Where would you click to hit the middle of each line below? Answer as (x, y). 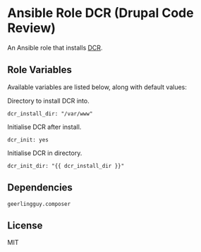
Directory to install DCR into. (48, 101)
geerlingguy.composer (39, 204)
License (25, 225)
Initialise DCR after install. (44, 127)
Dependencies (40, 188)
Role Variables (39, 70)
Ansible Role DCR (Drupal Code (100, 13)
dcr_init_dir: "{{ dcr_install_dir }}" (66, 166)
